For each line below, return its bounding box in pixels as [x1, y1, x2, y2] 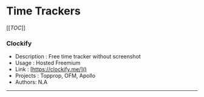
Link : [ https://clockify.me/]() [15, 66, 87, 73]
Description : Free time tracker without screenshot [15, 53, 141, 60]
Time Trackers [6, 4, 81, 18]
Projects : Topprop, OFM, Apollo [15, 72, 96, 80]
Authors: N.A [15, 78, 47, 86]
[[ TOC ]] [6, 24, 25, 31]
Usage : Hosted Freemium [15, 59, 81, 67]
